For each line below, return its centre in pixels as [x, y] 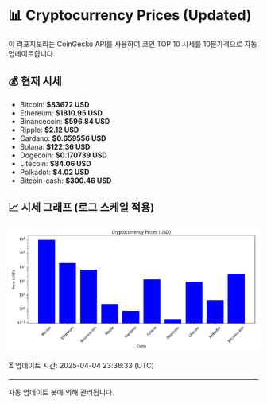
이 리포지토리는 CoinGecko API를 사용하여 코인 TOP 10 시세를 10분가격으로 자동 [133, 44]
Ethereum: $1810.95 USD [61, 113]
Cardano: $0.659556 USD [63, 138]
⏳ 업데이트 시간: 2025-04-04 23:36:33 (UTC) [81, 365]
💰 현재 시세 [35, 82]
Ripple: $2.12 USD [49, 130]
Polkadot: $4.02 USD [54, 172]
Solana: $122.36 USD [55, 146]
